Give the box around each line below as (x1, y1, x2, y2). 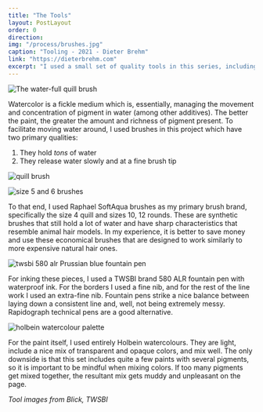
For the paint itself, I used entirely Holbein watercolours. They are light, (8, 337, 236, 347)
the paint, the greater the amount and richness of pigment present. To (8, 115, 233, 126)
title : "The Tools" (8, 11, 72, 20)
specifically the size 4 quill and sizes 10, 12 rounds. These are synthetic (8, 210, 239, 220)
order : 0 (8, 26, 37, 34)
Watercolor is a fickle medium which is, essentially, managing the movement (8, 99, 254, 108)
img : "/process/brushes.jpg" (8, 41, 103, 49)
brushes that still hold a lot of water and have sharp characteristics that (8, 218, 238, 228)
